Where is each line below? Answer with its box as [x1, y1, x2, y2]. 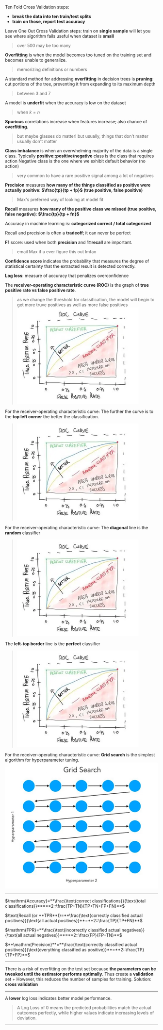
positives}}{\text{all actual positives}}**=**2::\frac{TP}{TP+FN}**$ [5, 917, 143, 923]
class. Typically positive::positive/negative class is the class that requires [5, 153, 154, 159]
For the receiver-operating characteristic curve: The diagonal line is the [5, 525, 148, 530]
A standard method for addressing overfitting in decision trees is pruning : [5, 76, 154, 82]
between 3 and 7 [16, 91, 51, 96]
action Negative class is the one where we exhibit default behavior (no [5, 158, 146, 164]
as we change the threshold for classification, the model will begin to [16, 297, 155, 302]
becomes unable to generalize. [5, 57, 67, 63]
